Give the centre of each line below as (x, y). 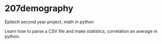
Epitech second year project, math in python (49, 22)
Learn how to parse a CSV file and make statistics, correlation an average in (81, 31)
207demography (39, 8)
